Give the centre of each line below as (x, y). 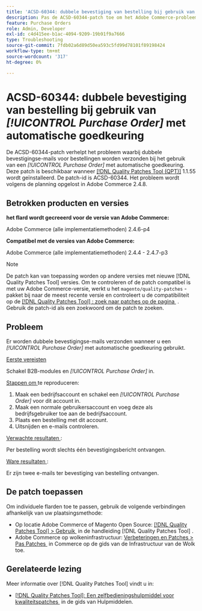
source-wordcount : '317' (37, 57)
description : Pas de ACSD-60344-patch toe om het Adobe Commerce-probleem (102, 17)
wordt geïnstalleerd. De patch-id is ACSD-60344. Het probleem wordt (93, 178)
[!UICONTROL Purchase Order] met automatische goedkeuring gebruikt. (96, 348)
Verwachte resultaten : (34, 438)
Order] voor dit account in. (48, 401)
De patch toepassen (44, 492)
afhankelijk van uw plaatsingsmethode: (54, 513)
